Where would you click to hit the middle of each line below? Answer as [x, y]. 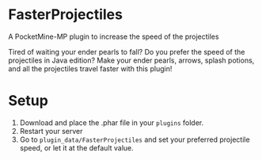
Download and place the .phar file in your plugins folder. [112, 122]
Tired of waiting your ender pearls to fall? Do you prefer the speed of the [127, 51]
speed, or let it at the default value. [77, 147]
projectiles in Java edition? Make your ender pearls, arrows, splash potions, [131, 60]
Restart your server [51, 131]
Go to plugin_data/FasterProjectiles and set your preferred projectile [135, 139]
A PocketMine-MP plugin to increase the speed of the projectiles [114, 36]
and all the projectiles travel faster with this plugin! [90, 68]
